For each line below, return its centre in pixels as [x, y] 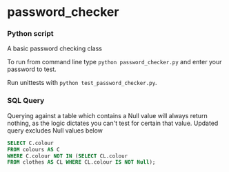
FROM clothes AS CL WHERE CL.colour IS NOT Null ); [81, 162]
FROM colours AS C [33, 149]
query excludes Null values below [55, 130]
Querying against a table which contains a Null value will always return [108, 115]
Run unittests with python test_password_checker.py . [82, 83]
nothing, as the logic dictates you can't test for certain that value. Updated [113, 123]
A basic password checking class [54, 48]
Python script [30, 34]
